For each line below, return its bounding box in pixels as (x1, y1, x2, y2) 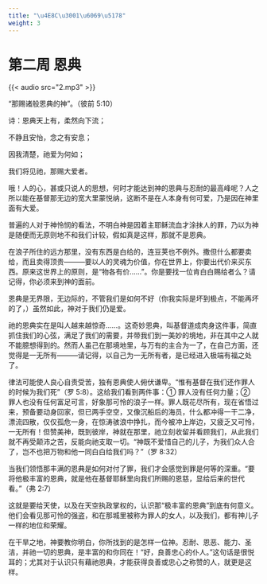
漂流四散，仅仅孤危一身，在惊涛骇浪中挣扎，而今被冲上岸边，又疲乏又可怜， (8, 417, 259, 426)
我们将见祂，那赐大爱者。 (8, 166, 92, 176)
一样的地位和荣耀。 (8, 520, 72, 530)
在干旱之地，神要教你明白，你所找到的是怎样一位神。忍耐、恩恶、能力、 (8, 538, 245, 547)
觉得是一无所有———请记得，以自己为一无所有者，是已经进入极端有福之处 (8, 351, 252, 360)
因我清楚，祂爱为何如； (8, 150, 85, 159)
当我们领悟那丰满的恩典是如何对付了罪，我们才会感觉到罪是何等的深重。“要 (8, 464, 256, 473)
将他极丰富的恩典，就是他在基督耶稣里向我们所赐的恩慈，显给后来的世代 (8, 474, 245, 484)
